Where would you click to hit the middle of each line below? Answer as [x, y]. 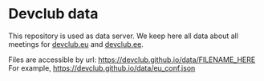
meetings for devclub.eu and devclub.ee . [76, 44]
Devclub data [53, 14]
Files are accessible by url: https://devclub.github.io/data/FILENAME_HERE [132, 60]
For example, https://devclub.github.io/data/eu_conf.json [102, 67]
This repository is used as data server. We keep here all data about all [124, 36]
